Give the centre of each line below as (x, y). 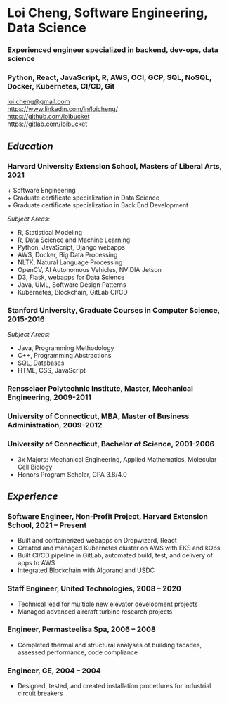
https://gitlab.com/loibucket (47, 124)
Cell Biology (35, 467)
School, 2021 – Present (47, 525)
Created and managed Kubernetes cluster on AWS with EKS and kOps (119, 548)
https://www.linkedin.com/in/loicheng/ (63, 109)
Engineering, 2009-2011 (49, 397)
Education (31, 146)
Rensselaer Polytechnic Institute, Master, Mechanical (100, 389)
